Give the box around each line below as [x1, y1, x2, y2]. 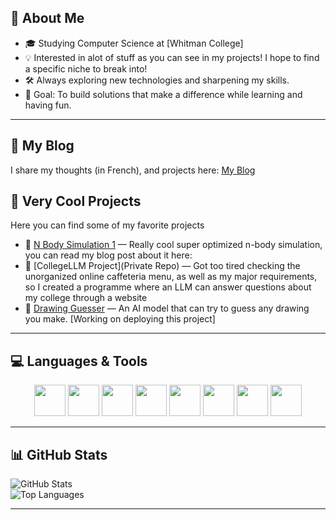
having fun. [24, 99, 72, 111]
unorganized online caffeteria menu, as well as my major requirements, [24, 271, 318, 283]
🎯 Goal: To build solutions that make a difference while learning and [24, 88, 303, 100]
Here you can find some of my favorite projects [10, 219, 205, 231]
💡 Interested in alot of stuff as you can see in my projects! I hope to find [24, 51, 320, 63]
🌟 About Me [10, 10, 85, 27]
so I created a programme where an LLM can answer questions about [24, 281, 312, 293]
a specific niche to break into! [24, 62, 148, 75]
